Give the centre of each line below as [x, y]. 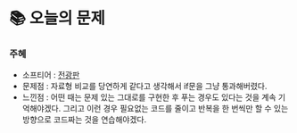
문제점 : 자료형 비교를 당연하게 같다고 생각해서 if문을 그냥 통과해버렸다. [144, 87]
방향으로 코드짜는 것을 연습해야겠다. [84, 120]
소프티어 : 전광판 [51, 75]
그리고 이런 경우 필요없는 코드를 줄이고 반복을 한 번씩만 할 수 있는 [176, 109]
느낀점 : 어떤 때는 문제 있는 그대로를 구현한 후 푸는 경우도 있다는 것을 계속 [149, 97]
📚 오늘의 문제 [57, 18]
